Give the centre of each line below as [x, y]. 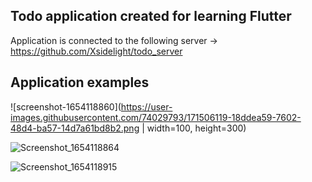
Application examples [80, 82]
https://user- [146, 106]
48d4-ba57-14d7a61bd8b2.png [75, 128]
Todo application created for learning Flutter [151, 16]
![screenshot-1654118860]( [66, 106]
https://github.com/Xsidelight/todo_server [96, 51]
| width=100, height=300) [194, 128]
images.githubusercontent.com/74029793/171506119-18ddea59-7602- [156, 117]
